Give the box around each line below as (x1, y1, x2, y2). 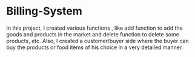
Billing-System (6, 4, 83, 18)
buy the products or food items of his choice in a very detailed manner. (6, 44, 183, 51)
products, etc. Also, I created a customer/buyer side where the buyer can (6, 37, 189, 44)
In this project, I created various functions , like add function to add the (6, 24, 183, 32)
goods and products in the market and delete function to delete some (6, 30, 180, 38)
